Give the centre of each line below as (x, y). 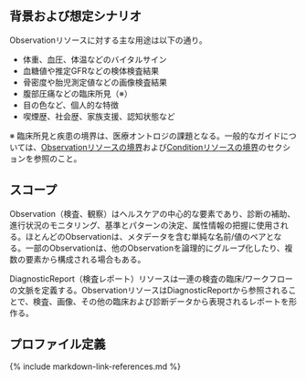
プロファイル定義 (58, 344)
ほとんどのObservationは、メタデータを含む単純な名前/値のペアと (149, 236)
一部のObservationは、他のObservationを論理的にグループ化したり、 (155, 248)
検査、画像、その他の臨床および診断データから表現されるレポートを (161, 301)
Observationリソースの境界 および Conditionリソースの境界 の (154, 147)
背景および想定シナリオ (75, 16)
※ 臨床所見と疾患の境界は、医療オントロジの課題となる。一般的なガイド (145, 136)
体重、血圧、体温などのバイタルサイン (95, 59)
